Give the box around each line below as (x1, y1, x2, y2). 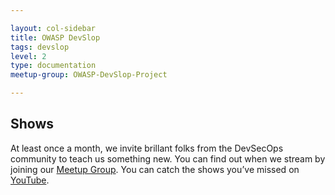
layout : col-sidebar (10, 23, 97, 33)
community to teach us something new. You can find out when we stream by (10, 152, 326, 165)
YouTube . (10, 174, 50, 186)
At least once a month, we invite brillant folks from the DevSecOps (10, 142, 284, 154)
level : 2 (10, 51, 47, 61)
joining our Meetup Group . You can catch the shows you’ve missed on (10, 163, 300, 175)
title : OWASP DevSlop (10, 32, 101, 43)
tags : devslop (10, 42, 70, 52)
